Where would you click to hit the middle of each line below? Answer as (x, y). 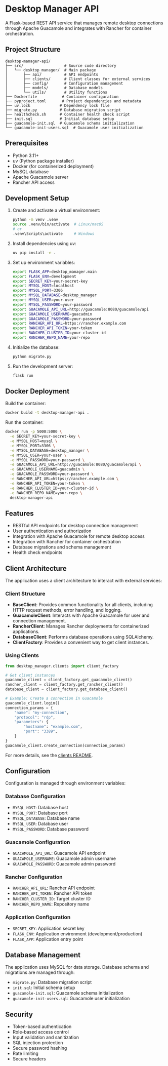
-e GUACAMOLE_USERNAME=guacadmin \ (47, 469)
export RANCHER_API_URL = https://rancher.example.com (69, 324)
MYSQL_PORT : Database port (40, 813)
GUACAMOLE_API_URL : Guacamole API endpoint (59, 853)
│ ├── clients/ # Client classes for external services (78, 79)
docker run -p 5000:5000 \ (34, 432)
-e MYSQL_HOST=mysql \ (34, 441)
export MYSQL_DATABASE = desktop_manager (55, 295)
